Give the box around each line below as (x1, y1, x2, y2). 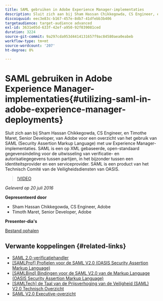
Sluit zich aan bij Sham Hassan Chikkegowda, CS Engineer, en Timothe (5, 130, 147, 136)
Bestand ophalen (5, 228, 39, 234)
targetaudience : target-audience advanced (5, 20, 92, 26)
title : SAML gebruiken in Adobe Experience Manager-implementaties (5, 7, 145, 12)
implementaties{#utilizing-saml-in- (5, 93, 151, 104)
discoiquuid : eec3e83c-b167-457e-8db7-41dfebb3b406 (5, 16, 112, 21)
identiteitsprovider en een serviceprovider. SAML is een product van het (5, 161, 149, 167)
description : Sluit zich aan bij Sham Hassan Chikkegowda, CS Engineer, (5, 12, 155, 17)
